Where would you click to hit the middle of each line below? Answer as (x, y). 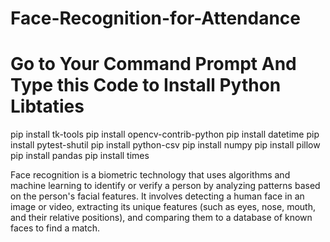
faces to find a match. (55, 228)
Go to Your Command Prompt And (153, 64)
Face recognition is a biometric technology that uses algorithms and (150, 175)
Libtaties (47, 106)
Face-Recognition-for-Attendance (156, 18)
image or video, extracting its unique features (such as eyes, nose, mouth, (163, 207)
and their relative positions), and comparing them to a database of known (161, 218)
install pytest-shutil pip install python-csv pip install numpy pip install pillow (165, 145)
